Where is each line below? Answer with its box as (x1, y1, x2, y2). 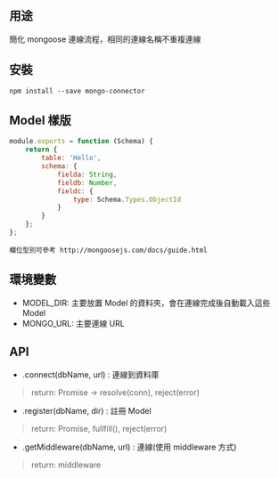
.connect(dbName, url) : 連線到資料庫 (21, 369, 160, 380)
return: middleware (30, 459, 102, 470)
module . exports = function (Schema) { (9, 137, 153, 146)
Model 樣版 (9, 113, 71, 128)
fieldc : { (56, 186, 94, 196)
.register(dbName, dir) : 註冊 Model (21, 405, 152, 416)
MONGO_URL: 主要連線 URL (21, 318, 125, 328)
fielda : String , (56, 170, 118, 179)
